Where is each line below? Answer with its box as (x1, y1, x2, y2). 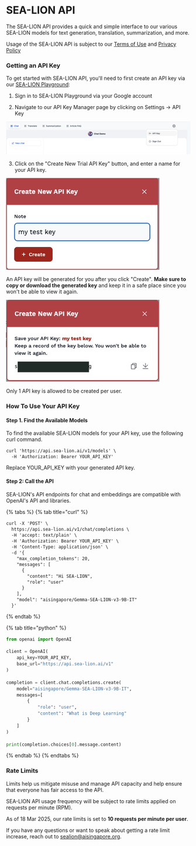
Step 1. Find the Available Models (6, 417, 88, 424)
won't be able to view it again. (6, 288, 78, 295)
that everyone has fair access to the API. (6, 786, 104, 793)
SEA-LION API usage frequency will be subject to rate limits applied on (6, 797, 176, 804)
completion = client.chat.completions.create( (6, 679, 122, 685)
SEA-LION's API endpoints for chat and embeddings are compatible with (6, 490, 181, 498)
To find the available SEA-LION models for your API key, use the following (6, 429, 183, 437)
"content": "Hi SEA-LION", (27, 573, 93, 579)
